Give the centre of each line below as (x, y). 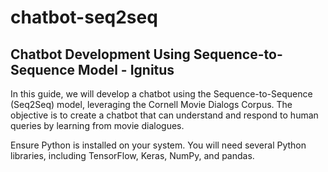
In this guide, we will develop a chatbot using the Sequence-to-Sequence (161, 94)
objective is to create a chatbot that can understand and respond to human (164, 115)
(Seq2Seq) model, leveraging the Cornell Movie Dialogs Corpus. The (151, 104)
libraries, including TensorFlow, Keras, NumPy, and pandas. (132, 155)
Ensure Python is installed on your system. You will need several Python (158, 145)
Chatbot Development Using (100, 54)
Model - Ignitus (126, 69)
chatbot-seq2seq (84, 17)
